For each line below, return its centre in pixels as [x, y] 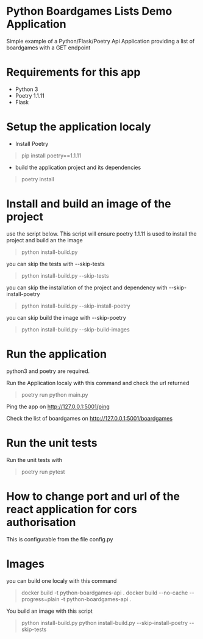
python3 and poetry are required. [48, 371]
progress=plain [40, 599]
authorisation [41, 522]
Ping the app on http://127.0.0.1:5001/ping [58, 406]
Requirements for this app [73, 72]
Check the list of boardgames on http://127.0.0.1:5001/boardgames [89, 418]
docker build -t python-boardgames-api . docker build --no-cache [105, 593]
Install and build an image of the [89, 204]
